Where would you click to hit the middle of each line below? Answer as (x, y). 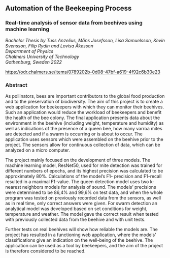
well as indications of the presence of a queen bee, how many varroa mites (84, 128)
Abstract (16, 85)
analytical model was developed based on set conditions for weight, (76, 209)
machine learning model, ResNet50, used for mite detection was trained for (84, 165)
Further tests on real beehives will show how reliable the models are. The (82, 229)
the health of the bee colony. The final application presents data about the (83, 118)
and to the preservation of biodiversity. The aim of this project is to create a (84, 101)
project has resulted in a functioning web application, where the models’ (81, 235)
